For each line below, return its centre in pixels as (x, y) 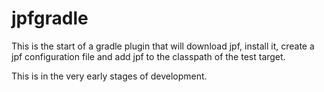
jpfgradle (50, 18)
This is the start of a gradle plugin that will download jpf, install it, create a (163, 46)
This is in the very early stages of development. (109, 76)
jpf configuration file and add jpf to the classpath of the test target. (148, 56)
